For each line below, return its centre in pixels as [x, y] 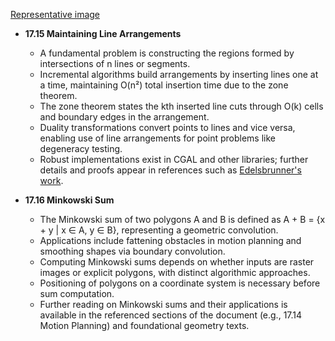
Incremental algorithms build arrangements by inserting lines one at [179, 74]
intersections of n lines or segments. [115, 63]
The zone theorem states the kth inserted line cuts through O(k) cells [181, 106]
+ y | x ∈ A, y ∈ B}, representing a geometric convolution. [159, 230]
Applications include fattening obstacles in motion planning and [170, 240]
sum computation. [77, 293]
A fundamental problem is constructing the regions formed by [167, 53]
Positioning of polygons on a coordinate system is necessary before [180, 283]
